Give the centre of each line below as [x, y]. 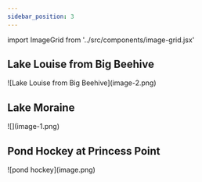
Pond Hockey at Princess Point [84, 151]
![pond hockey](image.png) [51, 170]
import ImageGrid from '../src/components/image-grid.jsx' [101, 40]
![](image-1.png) [34, 127]
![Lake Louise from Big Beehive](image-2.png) [82, 83]
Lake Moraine [41, 107]
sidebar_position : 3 [41, 16]
